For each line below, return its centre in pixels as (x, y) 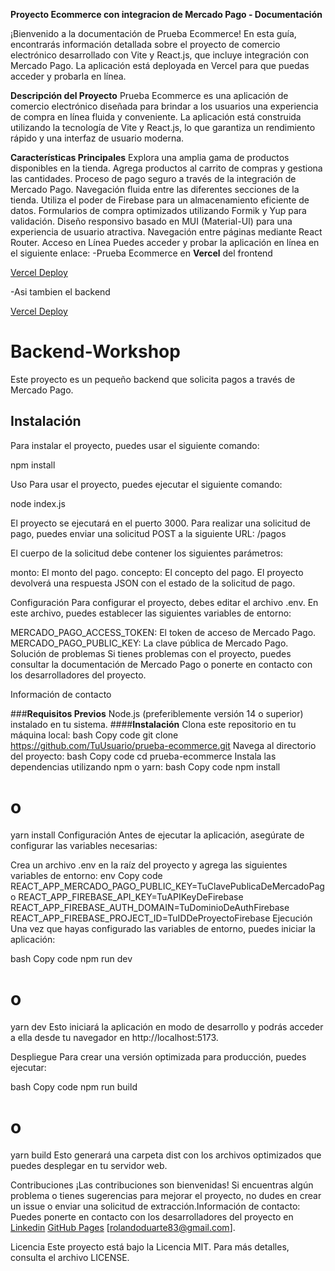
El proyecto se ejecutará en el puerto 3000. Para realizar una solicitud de (161, 523)
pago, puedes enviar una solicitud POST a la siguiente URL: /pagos (148, 533)
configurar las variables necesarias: (84, 845)
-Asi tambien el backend (60, 292)
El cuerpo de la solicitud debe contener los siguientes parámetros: (147, 553)
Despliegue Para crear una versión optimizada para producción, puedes (158, 1056)
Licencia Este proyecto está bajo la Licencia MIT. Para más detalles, (150, 1246)
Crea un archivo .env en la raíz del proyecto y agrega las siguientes (149, 865)
